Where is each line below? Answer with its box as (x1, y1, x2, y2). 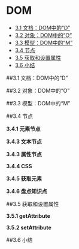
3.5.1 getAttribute (6, 212, 51, 219)
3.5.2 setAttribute (6, 224, 52, 231)
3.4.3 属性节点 (6, 150, 42, 157)
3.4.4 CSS (6, 162, 32, 169)
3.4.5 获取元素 (6, 175, 42, 182)
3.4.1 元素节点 (6, 125, 41, 132)
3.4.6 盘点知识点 (6, 187, 48, 195)
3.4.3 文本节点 (6, 138, 42, 145)
